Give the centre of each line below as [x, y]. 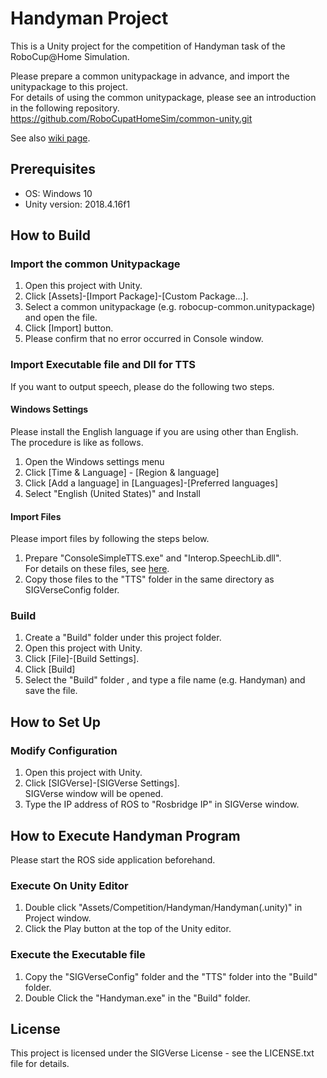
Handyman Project [89, 18]
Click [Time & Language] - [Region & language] [122, 472]
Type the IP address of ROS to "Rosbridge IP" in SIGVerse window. [162, 804]
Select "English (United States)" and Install [112, 493]
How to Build [51, 235]
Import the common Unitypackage [95, 264]
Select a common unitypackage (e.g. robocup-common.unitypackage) [170, 307]
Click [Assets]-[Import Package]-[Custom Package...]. [136, 296]
